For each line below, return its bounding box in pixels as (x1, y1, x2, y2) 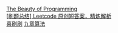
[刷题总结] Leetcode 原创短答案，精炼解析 (6, 12, 111, 20)
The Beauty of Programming (6, 5, 78, 12)
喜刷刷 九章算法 (6, 20, 46, 27)
